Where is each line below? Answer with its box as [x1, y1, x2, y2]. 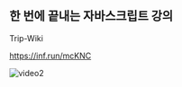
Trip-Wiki [9, 32, 43, 43]
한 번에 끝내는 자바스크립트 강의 [9, 8, 174, 24]
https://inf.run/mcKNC [9, 50, 92, 61]
